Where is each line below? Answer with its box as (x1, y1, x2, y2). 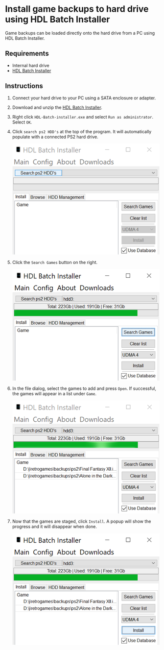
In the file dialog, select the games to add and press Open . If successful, (12, 385, 157, 391)
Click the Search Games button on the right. (12, 259, 98, 265)
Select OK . (12, 119, 32, 125)
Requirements (5, 49, 49, 58)
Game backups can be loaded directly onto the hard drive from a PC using (5, 30, 155, 36)
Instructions (5, 82, 43, 90)
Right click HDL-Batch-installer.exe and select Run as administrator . (12, 114, 154, 120)
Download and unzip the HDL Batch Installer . (12, 104, 103, 110)
